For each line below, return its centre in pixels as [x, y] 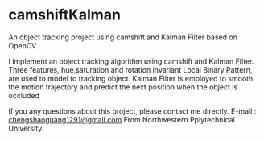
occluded [24, 95]
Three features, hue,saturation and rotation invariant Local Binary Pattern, [130, 69]
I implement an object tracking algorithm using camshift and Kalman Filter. [131, 61]
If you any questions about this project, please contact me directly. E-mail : [132, 111]
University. [26, 128]
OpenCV [23, 45]
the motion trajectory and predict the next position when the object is [123, 87]
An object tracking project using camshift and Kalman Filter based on [123, 37]
